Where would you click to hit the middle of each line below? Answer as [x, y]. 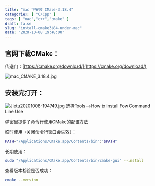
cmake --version [22, 180]
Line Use [14, 111]
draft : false [18, 23]
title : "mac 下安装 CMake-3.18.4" [39, 10]
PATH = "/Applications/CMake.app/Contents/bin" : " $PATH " [61, 141]
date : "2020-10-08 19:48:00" [35, 32]
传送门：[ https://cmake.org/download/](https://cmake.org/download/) [76, 66]
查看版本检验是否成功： [29, 171]
